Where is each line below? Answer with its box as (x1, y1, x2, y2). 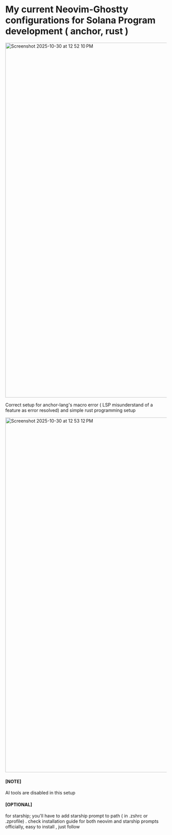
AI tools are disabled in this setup (5, 790, 76, 796)
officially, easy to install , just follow (5, 824, 80, 830)
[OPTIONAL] (5, 801, 32, 807)
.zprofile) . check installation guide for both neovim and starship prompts (5, 818, 159, 824)
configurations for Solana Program (5, 14, 156, 26)
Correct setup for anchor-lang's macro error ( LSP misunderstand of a (5, 402, 153, 408)
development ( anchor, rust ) (5, 26, 129, 37)
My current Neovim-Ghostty (5, 4, 128, 15)
